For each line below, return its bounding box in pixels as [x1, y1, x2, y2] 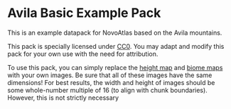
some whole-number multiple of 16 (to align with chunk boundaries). [7, 86, 208, 94]
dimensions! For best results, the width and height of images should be [7, 78, 215, 86]
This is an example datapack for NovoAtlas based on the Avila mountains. [7, 28, 222, 37]
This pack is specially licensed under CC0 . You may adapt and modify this [7, 42, 225, 50]
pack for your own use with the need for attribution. [7, 50, 159, 58]
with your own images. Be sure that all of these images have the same [7, 71, 213, 79]
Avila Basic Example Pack [7, 5, 161, 21]
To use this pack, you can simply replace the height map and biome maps [7, 63, 223, 71]
